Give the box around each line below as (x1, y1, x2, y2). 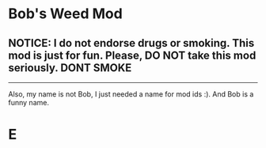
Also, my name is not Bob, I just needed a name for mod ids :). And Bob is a (8, 89, 254, 99)
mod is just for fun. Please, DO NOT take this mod (8, 48, 256, 62)
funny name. (8, 98, 50, 107)
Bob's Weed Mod (8, 5, 123, 23)
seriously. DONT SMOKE (8, 61, 132, 74)
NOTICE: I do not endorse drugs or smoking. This (8, 36, 255, 50)
